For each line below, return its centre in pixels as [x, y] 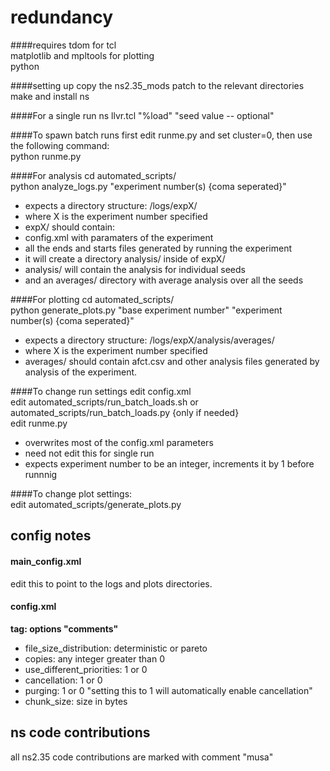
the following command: [60, 145]
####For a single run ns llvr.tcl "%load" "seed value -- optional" [142, 115]
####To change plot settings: [71, 493]
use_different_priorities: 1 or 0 [86, 669]
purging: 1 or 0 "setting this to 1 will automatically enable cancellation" [168, 690]
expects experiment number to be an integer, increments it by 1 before [169, 463]
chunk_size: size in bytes [76, 701]
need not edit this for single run [89, 453]
